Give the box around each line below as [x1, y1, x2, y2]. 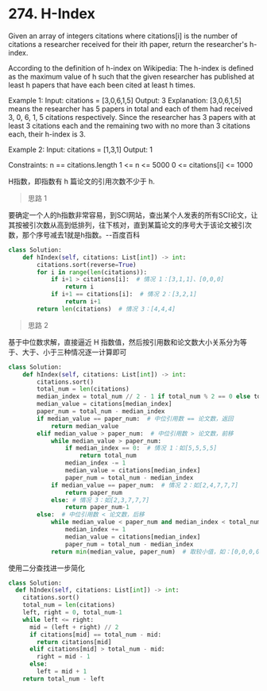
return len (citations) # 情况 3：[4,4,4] [37, 305, 176, 313]
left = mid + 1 [37, 668, 87, 676]
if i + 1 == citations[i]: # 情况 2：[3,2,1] [50, 291, 197, 299]
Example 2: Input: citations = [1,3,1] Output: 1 [8, 145, 153, 154]
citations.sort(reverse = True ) [37, 261, 137, 268]
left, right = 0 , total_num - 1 [22, 608, 123, 616]
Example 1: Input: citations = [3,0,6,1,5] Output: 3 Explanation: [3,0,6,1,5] [8, 95, 242, 105]
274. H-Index [8, 5, 95, 23]
